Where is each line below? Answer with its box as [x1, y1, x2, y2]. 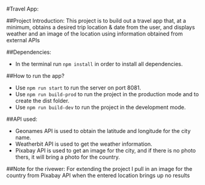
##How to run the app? [6, 72, 65, 79]
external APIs [6, 37, 40, 43]
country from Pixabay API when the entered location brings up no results [6, 172, 190, 179]
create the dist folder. [15, 97, 70, 104]
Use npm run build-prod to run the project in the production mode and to [15, 91, 199, 97]
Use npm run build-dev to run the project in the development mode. [15, 104, 186, 111]
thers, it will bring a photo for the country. [15, 153, 121, 160]
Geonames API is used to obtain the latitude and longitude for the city [15, 127, 191, 134]
